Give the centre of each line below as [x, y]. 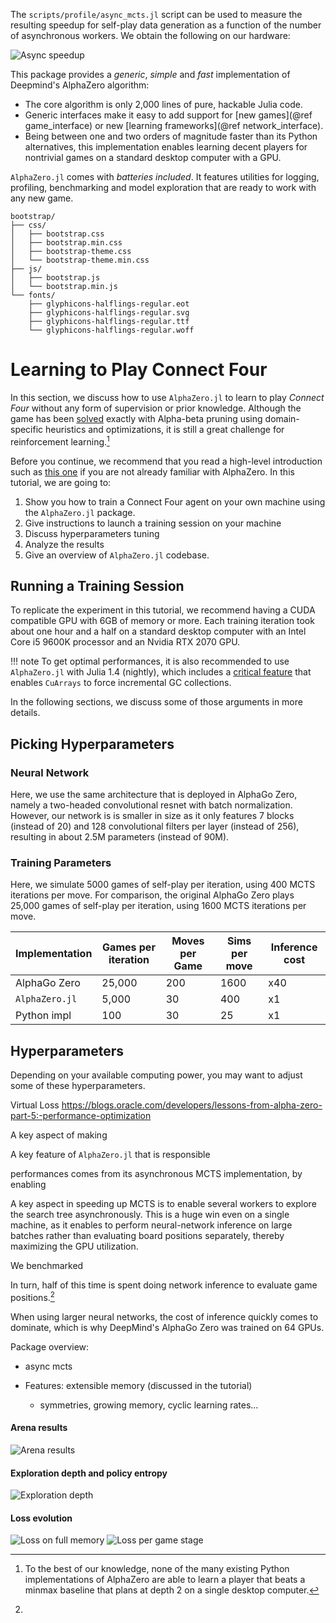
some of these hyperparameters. [78, 1086]
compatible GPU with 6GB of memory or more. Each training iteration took [162, 621]
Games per [129, 947]
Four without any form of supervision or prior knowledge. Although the [156, 408]
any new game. [42, 198]
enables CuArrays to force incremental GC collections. [121, 683]
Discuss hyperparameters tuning [92, 533]
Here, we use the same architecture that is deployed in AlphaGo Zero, [154, 795]
